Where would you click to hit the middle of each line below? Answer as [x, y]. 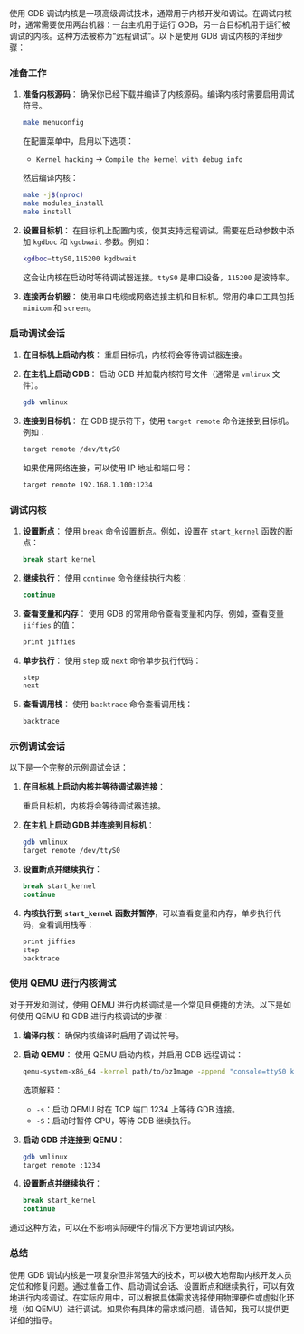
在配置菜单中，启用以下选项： [78, 141]
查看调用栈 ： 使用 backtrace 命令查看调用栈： [108, 705]
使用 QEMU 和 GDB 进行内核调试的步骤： [93, 1016]
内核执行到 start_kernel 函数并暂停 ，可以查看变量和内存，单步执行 [148, 913]
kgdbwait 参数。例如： [110, 241]
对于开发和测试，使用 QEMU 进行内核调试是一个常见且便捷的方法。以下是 [147, 1004]
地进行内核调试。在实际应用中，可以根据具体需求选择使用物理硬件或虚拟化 [148, 1297]
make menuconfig [53, 123]
